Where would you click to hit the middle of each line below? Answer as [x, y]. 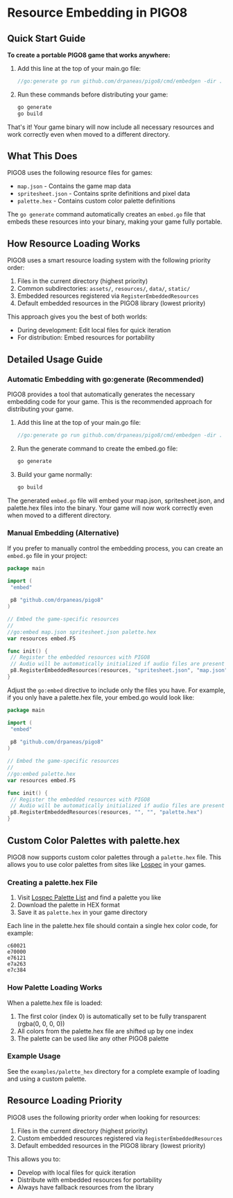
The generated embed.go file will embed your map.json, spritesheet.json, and [116, 500]
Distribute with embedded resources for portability [89, 1180]
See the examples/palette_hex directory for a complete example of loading [113, 1071]
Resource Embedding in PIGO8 [97, 13]
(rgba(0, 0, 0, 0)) [41, 1023]
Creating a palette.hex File [53, 882]
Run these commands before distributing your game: [93, 94]
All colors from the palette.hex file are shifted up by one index [105, 1031]
